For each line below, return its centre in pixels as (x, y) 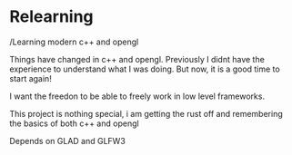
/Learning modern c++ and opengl (74, 42)
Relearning (51, 17)
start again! (30, 78)
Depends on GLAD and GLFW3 (67, 140)
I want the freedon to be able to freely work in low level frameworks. (137, 96)
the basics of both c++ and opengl (74, 123)
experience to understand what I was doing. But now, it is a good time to (145, 69)
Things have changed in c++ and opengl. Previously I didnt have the (137, 59)
